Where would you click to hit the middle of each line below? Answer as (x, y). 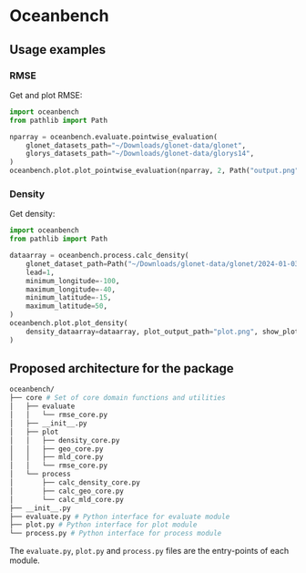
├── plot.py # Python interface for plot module (103, 525)
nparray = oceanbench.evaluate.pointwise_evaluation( (114, 137)
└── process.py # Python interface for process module (116, 534)
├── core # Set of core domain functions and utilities (117, 398)
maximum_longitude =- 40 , (71, 289)
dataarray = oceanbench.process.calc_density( (99, 256)
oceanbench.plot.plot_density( (69, 323)
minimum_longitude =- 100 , (73, 281)
